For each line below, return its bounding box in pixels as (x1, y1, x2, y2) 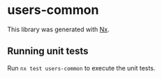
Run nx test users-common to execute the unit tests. (7, 63, 156, 72)
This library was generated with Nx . (7, 25, 110, 33)
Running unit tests (7, 45, 89, 57)
